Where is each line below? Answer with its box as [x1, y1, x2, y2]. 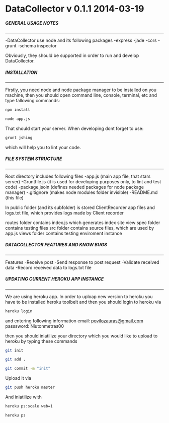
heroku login [5, 308, 33, 314]
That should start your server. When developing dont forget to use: [5, 125, 144, 131]
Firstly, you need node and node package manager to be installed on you [5, 87, 157, 93]
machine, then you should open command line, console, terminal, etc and [5, 92, 157, 98]
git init [5, 348, 24, 353]
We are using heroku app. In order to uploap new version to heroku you [5, 293, 153, 300]
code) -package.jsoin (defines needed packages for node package [5, 184, 144, 190]
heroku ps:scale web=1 [5, 404, 53, 409]
